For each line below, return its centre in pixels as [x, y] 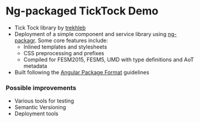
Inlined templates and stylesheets [65, 47]
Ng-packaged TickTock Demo [82, 11]
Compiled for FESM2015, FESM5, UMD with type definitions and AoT [109, 59]
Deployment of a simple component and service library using [90, 34]
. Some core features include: [71, 40]
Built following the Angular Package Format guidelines [82, 72]
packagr [24, 40]
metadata [35, 66]
